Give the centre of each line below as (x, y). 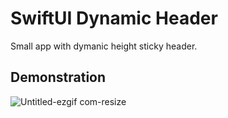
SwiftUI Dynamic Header (114, 18)
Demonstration (58, 77)
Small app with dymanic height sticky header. (104, 46)
